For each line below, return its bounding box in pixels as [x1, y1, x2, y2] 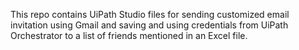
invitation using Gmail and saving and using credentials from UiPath [10, 19, 289, 31]
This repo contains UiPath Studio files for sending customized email [10, 9, 290, 20]
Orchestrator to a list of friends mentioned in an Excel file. [10, 30, 248, 41]
